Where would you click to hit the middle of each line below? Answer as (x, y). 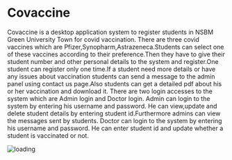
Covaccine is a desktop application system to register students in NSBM (110, 32)
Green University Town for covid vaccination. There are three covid (103, 39)
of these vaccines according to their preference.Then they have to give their (116, 54)
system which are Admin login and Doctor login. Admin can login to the (109, 98)
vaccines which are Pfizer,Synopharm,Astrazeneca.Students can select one (116, 47)
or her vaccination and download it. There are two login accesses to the (110, 91)
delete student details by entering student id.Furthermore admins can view (114, 113)
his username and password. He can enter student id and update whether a (115, 128)
